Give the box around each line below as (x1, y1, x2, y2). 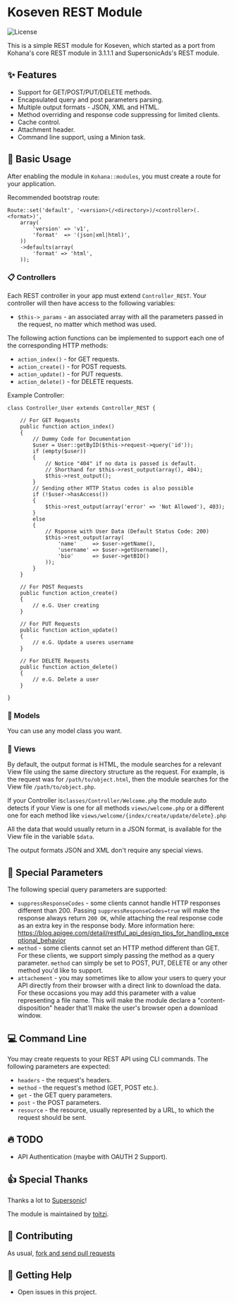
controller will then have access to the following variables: (7, 299, 176, 307)
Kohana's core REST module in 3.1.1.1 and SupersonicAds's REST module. (7, 49, 220, 57)
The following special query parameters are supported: (7, 885, 168, 894)
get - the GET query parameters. (17, 1091, 113, 1099)
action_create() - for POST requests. (17, 362, 127, 371)
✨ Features (7, 69, 57, 81)
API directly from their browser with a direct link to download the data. (17, 981, 221, 990)
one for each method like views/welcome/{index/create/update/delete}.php (7, 811, 227, 820)
